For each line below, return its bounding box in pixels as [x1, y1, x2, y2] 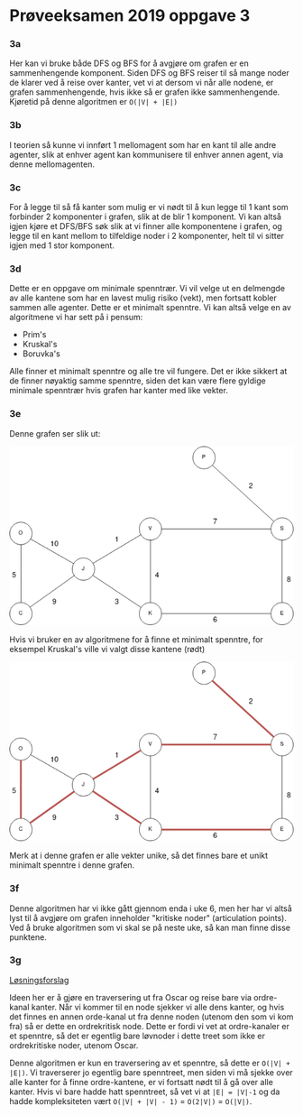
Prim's [22, 329, 47, 340]
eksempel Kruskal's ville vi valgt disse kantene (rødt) [9, 644, 206, 655]
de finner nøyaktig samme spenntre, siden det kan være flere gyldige [9, 375, 266, 386]
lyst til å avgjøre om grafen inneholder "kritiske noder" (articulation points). [9, 912, 287, 923]
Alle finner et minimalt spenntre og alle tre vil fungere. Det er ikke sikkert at [9, 366, 288, 377]
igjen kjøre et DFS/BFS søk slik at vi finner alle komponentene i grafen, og [9, 221, 282, 232]
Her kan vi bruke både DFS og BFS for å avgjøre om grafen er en [9, 58, 250, 69]
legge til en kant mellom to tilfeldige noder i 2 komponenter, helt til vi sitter [9, 231, 285, 242]
